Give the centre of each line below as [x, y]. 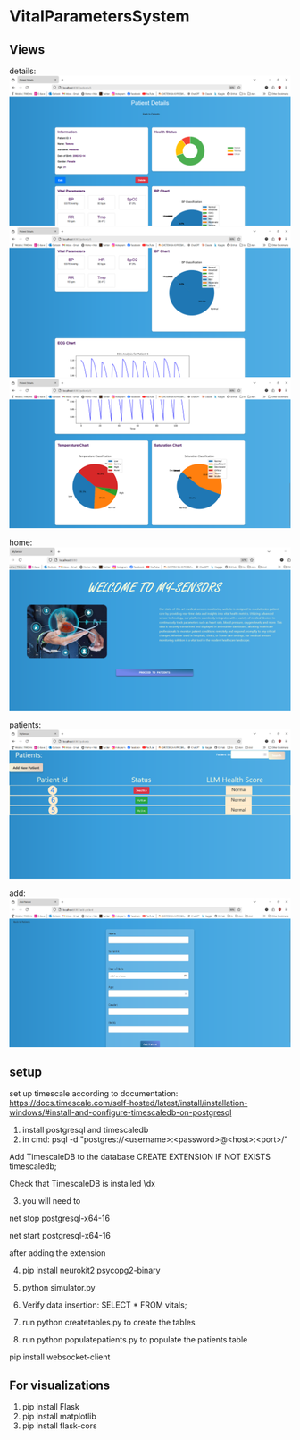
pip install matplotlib [59, 1417]
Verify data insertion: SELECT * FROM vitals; [104, 1305]
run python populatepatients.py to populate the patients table [135, 1340]
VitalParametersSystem [100, 17]
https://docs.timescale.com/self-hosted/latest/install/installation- [129, 1103]
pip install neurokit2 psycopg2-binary [91, 1270]
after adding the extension [58, 1253]
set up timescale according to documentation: [94, 1094]
